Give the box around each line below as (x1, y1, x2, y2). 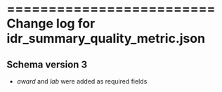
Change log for (6, 15, 96, 32)
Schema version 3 (6, 58, 88, 70)
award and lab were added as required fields (16, 77, 148, 85)
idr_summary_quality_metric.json (6, 31, 205, 46)
